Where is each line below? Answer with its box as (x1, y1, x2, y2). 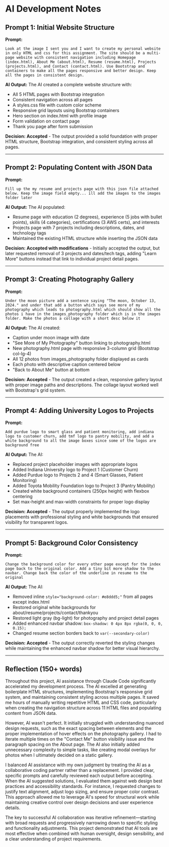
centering (12, 494, 33, 500)
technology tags (12, 230, 47, 236)
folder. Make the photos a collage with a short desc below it (5, 316, 141, 321)
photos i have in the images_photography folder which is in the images (5, 311, 161, 317)
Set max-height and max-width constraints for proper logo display (12, 499, 150, 505)
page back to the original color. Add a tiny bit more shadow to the (5, 566, 154, 571)
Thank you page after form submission (12, 124, 93, 129)
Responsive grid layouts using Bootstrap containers (12, 107, 120, 113)
